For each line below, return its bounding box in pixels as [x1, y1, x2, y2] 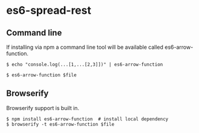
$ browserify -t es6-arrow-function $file [6, 121, 115, 127]
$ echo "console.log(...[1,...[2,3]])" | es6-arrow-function [6, 61, 163, 67]
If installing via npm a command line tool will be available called [6, 43, 164, 51]
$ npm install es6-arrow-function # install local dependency [6, 116, 169, 122]
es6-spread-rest [6, 4, 92, 17]
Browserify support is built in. [6, 104, 80, 111]
